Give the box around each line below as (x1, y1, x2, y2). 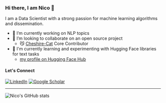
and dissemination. (5, 21, 44, 26)
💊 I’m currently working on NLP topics (12, 30, 90, 36)
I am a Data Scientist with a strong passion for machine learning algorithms (5, 16, 158, 22)
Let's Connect (5, 67, 35, 73)
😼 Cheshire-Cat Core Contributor (19, 41, 89, 47)
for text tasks (12, 51, 40, 57)
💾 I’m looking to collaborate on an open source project (12, 35, 123, 41)
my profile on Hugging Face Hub (19, 56, 86, 62)
